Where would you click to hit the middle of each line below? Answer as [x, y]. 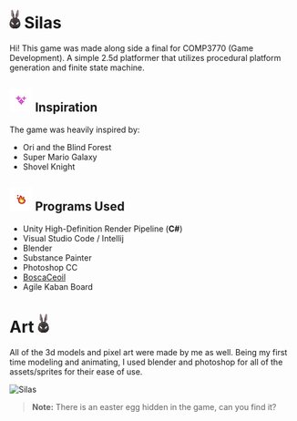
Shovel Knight [49, 166]
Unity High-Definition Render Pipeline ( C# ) [102, 229]
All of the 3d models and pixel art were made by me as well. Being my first [148, 352]
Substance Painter [57, 257]
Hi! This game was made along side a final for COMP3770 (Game [131, 48]
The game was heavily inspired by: [75, 129]
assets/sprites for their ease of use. [76, 371]
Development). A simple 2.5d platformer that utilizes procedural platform [145, 57]
